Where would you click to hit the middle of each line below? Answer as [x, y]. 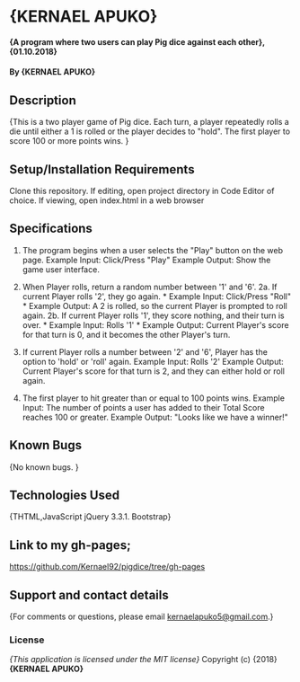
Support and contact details [89, 595]
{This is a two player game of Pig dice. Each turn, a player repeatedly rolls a [149, 122]
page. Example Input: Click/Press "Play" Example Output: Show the [146, 260]
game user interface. [61, 269]
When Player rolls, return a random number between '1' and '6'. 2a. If [150, 287]
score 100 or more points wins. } [69, 141]
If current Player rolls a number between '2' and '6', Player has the [145, 351]
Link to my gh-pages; [71, 545]
